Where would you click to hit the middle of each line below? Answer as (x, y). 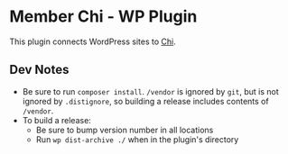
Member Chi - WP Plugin (103, 17)
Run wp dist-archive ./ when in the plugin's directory (137, 139)
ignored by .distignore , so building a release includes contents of (145, 101)
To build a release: (57, 120)
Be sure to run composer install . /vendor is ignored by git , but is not (150, 91)
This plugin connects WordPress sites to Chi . (93, 41)
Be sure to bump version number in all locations (125, 130)
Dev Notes (39, 70)
